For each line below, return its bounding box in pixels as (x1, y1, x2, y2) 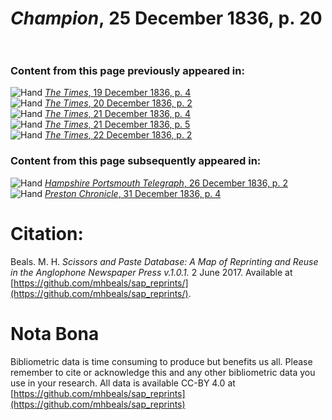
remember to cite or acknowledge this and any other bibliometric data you (10, 366, 316, 378)
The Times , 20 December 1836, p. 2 (44, 97, 193, 109)
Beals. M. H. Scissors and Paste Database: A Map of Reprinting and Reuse (10, 255, 319, 267)
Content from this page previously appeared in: (10, 64, 245, 78)
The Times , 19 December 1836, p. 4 (44, 87, 192, 99)
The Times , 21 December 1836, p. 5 (44, 118, 191, 131)
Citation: (10, 222, 84, 245)
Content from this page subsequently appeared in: (10, 154, 262, 168)
